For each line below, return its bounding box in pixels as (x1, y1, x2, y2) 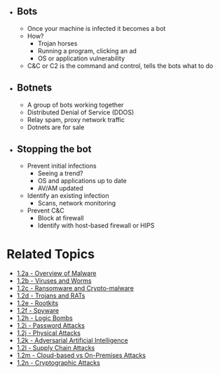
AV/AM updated (37, 184, 83, 192)
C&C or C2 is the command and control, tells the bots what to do (27, 61, 214, 69)
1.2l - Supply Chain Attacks (16, 344, 95, 352)
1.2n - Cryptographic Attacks (16, 359, 101, 367)
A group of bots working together (27, 100, 124, 109)
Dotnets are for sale (27, 123, 85, 131)
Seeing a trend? (37, 169, 83, 178)
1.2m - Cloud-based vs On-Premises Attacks (16, 351, 146, 360)
